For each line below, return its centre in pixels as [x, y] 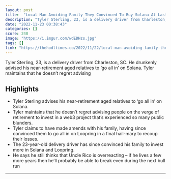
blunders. [23, 123]
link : [11, 48]
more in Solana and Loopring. [44, 150]
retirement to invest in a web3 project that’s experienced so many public [88, 117]
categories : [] [21, 29]
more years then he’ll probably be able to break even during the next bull [89, 161]
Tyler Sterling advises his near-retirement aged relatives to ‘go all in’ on [87, 101]
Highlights [22, 89]
